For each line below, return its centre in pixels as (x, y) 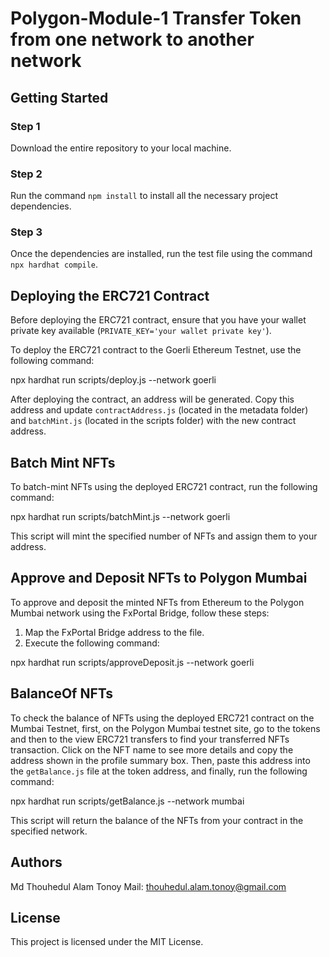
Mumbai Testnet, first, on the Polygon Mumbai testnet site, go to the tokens (165, 728)
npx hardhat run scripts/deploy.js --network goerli (113, 380)
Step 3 (26, 232)
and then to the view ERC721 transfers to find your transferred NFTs (150, 739)
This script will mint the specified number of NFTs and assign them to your (164, 536)
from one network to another (132, 39)
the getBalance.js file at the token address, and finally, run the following (159, 771)
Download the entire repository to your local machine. (121, 148)
